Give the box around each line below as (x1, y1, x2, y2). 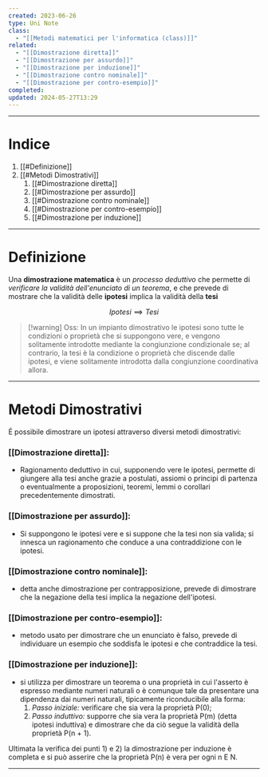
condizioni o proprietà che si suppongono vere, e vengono (27, 331, 221, 341)
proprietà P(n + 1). (31, 728, 92, 738)
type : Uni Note (8, 19, 59, 27)
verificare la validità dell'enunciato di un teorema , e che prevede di (8, 283, 229, 293)
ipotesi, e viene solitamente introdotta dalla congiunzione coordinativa (27, 357, 259, 366)
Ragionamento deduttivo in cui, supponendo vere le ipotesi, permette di (19, 465, 255, 475)
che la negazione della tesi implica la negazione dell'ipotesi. (19, 592, 217, 602)
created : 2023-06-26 (8, 11, 77, 20)
